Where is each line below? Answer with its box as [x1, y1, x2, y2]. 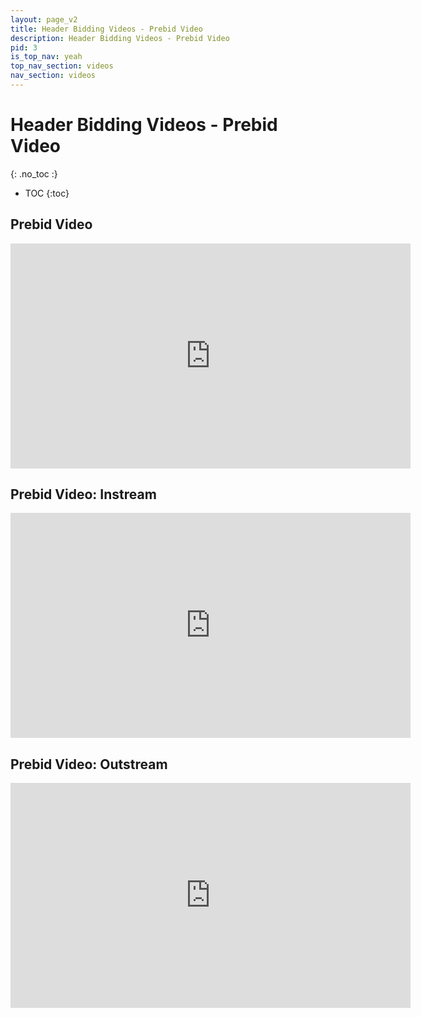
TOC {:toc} [24, 187, 70, 199]
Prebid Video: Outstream [10, 756, 168, 773]
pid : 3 [10, 42, 38, 53]
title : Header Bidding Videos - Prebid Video [10, 24, 203, 34]
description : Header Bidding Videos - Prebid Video [10, 33, 230, 43]
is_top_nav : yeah [10, 52, 83, 62]
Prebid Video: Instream [10, 486, 157, 503]
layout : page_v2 [10, 14, 78, 25]
